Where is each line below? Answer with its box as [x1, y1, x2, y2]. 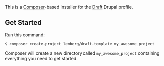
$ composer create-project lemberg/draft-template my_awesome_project [5, 41, 155, 46]
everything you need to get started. [5, 55, 78, 61]
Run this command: [5, 32, 45, 38]
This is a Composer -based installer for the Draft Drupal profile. [5, 4, 133, 10]
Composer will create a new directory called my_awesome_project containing [5, 50, 160, 56]
